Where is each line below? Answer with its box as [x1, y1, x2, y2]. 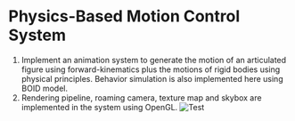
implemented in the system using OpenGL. [20, 101, 178, 112]
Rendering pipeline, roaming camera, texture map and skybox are [20, 92, 262, 103]
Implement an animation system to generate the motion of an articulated [20, 54, 287, 65]
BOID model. [20, 83, 69, 93]
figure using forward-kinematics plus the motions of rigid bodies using [20, 64, 281, 75]
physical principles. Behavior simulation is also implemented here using [20, 73, 283, 84]
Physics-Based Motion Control [8, 6, 241, 27]
